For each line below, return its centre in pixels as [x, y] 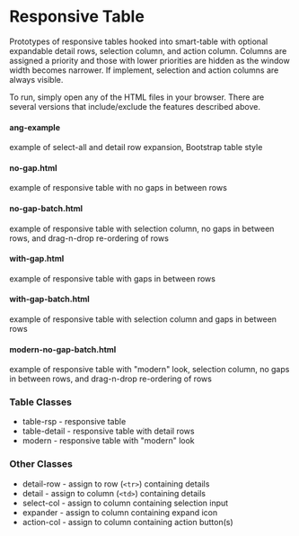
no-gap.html [33, 167]
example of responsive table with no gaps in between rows [118, 188]
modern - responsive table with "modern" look [108, 441]
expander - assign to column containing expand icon [120, 512]
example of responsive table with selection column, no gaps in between [142, 228]
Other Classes [41, 464]
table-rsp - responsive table [74, 422]
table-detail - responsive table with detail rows [108, 431]
